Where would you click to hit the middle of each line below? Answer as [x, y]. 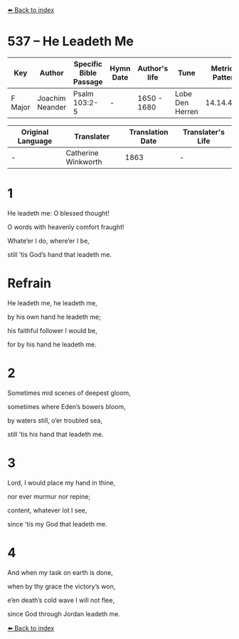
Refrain [30, 284]
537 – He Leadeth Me [70, 42]
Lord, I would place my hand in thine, [62, 482]
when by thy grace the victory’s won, [62, 586]
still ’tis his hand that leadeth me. [55, 434]
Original [35, 132]
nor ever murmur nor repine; [49, 496]
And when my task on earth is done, [60, 572]
